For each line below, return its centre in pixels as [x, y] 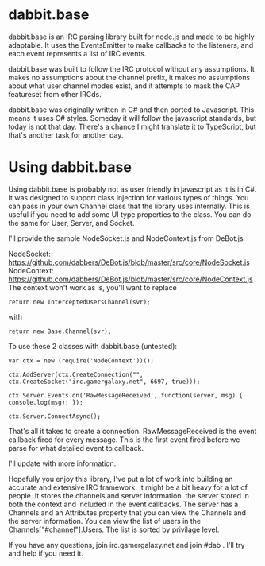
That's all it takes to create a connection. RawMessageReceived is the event [132, 431]
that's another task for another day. [66, 135]
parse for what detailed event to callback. [76, 448]
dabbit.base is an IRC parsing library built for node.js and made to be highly [132, 37]
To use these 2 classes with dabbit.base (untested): [92, 346]
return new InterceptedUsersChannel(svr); [79, 302]
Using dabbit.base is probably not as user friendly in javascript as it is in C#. [132, 189]
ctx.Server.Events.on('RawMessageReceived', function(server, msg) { [126, 395]
